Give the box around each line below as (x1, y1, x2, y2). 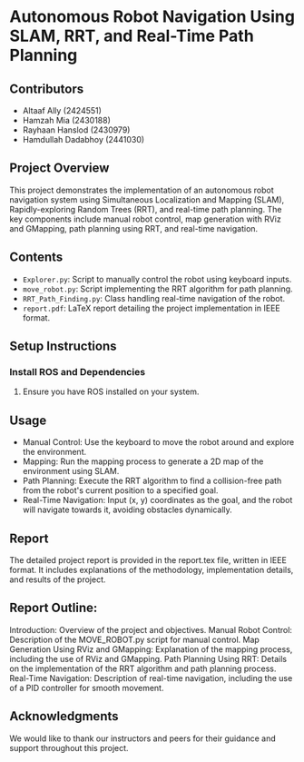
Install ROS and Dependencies (9, 365, 146, 378)
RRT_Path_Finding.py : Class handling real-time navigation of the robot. (22, 292, 286, 303)
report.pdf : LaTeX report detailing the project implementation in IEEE (22, 302, 280, 313)
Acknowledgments (9, 708, 120, 724)
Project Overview (9, 161, 110, 176)
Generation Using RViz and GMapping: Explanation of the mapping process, (9, 643, 293, 655)
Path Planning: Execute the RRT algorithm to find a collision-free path (22, 475, 282, 487)
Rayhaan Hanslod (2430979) (22, 124, 131, 135)
